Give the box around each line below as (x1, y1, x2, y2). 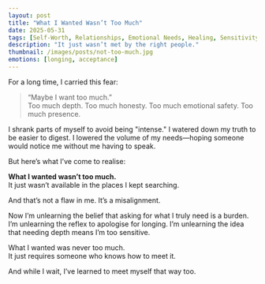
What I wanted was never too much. (8, 242, 125, 252)
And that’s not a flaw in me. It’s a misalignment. (8, 195, 161, 205)
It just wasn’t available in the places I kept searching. (8, 180, 180, 189)
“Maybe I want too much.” (27, 92, 113, 102)
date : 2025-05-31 (8, 26, 65, 34)
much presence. (27, 109, 81, 118)
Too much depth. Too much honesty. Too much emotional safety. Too (27, 100, 254, 110)
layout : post (8, 11, 51, 20)
